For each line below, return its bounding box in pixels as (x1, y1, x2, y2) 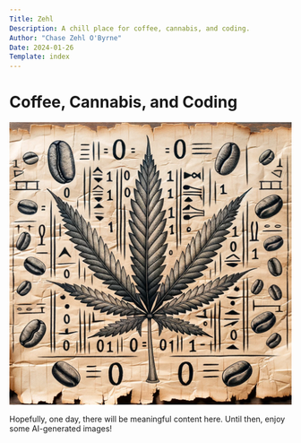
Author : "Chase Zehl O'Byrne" (9, 33, 123, 42)
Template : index (9, 52, 70, 62)
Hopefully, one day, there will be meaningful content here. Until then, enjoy (9, 413, 286, 425)
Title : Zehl (9, 14, 54, 23)
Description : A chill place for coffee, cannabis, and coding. (9, 23, 251, 33)
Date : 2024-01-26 (9, 43, 74, 52)
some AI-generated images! (9, 423, 113, 434)
